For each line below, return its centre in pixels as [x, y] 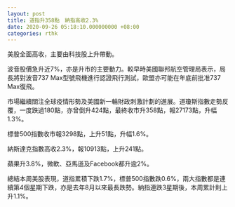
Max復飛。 [23, 87]
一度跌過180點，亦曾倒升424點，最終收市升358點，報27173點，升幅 [118, 110]
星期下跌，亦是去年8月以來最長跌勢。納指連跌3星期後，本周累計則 [126, 187]
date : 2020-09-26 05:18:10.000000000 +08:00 [73, 27]
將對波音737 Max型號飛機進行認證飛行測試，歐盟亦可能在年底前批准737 [117, 78]
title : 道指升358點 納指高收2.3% [53, 20]
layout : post [26, 14]
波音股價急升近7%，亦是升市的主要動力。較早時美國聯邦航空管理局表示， [113, 69]
